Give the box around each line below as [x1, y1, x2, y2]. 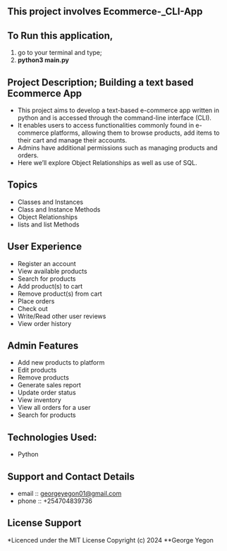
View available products [17, 267, 87, 275]
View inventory [17, 396, 61, 404]
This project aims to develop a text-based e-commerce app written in [17, 106, 220, 115]
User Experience [7, 241, 82, 253]
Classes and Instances [17, 198, 83, 206]
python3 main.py [17, 56, 69, 64]
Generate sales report [17, 381, 81, 389]
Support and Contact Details [7, 471, 135, 483]
